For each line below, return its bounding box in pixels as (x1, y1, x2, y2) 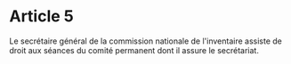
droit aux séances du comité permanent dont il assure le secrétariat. (9, 44, 260, 55)
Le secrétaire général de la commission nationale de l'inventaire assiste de (9, 36, 282, 46)
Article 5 (9, 6, 74, 27)
